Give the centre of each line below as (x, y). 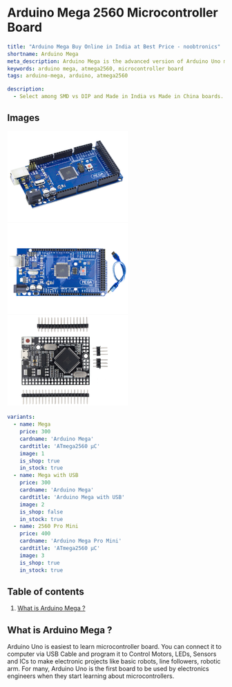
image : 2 (32, 505)
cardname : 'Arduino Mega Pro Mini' (71, 541)
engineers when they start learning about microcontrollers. (91, 676)
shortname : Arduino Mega (43, 54)
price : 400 (35, 534)
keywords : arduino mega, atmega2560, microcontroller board (96, 68)
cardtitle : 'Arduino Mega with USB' (72, 497)
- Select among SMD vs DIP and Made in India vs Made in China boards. (119, 97)
